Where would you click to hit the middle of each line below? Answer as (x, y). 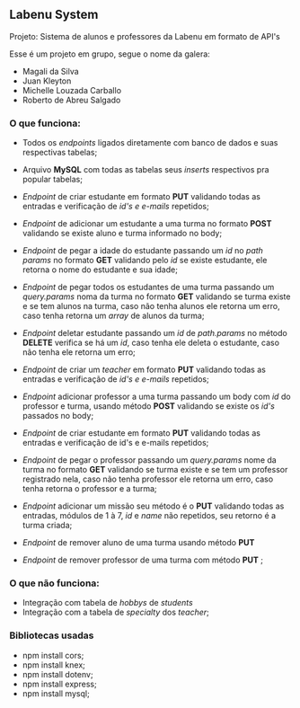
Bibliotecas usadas (52, 635)
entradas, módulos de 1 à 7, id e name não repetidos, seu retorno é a (149, 516)
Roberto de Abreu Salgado (71, 100)
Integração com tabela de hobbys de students (107, 603)
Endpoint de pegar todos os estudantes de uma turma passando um (148, 288)
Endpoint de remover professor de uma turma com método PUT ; (142, 560)
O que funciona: (45, 123)
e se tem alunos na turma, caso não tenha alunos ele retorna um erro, (151, 306)
